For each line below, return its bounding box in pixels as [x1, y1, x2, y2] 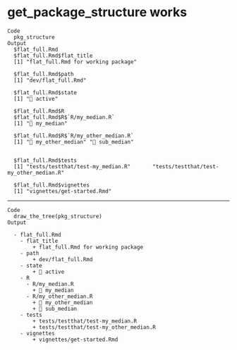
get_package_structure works [7, 4, 188, 20]
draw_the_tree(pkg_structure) [13, 213, 102, 220]
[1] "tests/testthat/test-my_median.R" [13, 163, 131, 170]
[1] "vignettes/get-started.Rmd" [13, 187, 112, 194]
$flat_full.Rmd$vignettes [13, 181, 90, 189]
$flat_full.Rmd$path [13, 70, 74, 77]
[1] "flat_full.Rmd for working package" [13, 58, 138, 65]
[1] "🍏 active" [13, 95, 59, 102]
